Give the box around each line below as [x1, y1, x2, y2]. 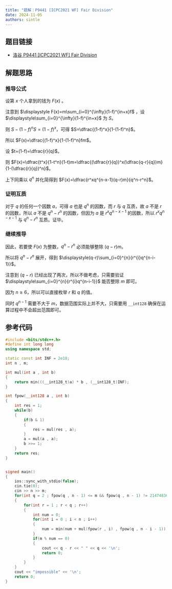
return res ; [14, 450, 40, 456]
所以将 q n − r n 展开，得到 [5, 253, 58, 261]
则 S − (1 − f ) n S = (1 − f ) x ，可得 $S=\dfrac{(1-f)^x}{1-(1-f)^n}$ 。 [5, 125, 138, 132]
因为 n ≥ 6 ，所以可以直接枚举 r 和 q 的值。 [5, 289, 95, 296]
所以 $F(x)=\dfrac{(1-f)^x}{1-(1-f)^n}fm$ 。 [5, 137, 94, 143]
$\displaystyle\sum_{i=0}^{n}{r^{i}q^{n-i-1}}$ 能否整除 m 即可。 [5, 278, 140, 285]
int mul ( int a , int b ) [5, 370, 56, 375]
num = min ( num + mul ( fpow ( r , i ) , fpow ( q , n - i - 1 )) [41, 526, 166, 532]
